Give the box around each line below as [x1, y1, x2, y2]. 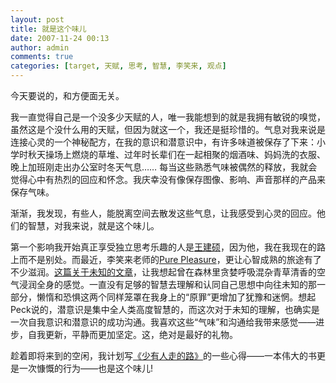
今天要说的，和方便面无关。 [10, 90, 125, 101]
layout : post [10, 14, 65, 25]
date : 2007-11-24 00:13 [10, 33, 110, 43]
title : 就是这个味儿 [10, 24, 87, 34]
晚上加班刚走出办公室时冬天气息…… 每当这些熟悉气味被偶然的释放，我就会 [10, 161, 318, 173]
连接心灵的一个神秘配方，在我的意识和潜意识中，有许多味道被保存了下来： [10, 136, 317, 148]
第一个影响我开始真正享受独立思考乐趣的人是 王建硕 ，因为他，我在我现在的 [10, 241, 317, 253]
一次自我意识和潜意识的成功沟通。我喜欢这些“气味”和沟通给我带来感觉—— [10, 316, 317, 328]
